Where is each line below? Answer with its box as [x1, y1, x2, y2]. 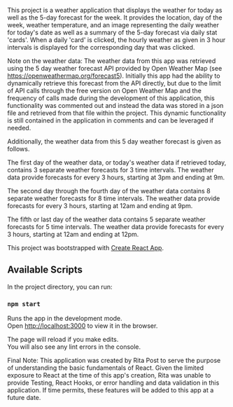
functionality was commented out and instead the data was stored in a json [7, 102, 224, 109]
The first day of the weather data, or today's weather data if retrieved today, [7, 158, 227, 167]
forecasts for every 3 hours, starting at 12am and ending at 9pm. [7, 202, 193, 209]
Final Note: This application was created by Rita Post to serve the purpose [7, 357, 221, 365]
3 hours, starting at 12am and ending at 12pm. [7, 230, 139, 238]
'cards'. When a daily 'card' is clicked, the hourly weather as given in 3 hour [7, 36, 226, 44]
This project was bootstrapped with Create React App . [7, 244, 164, 251]
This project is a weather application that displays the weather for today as [7, 6, 223, 14]
